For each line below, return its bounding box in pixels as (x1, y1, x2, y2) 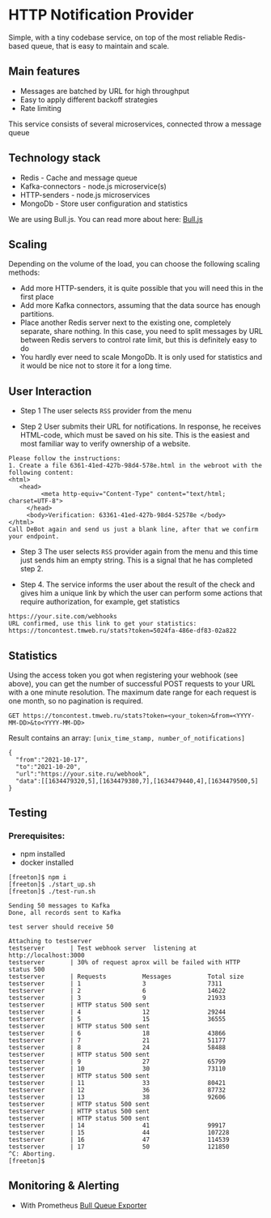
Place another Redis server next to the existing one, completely (19, 318, 231, 327)
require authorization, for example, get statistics (19, 597, 180, 607)
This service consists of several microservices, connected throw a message (8, 119, 262, 129)
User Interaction (8, 384, 92, 398)
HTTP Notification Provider (8, 6, 194, 24)
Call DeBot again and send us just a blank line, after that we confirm (8, 525, 259, 534)
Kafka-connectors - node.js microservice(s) (19, 181, 167, 191)
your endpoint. (8, 532, 60, 541)
